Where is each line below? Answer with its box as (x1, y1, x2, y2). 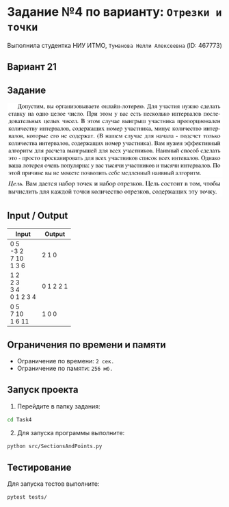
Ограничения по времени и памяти (7, 339, 166, 350)
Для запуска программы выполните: (16, 428, 125, 437)
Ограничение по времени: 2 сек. (16, 357, 115, 365)
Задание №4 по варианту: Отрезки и (7, 4, 222, 20)
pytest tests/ (7, 494, 48, 501)
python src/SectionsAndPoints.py (7, 443, 103, 450)
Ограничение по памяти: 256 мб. (16, 364, 113, 373)
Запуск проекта (7, 384, 79, 395)
